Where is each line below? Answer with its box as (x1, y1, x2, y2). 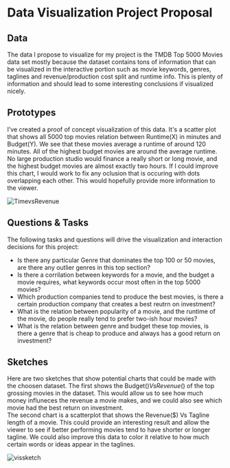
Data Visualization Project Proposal (7, 5, 213, 21)
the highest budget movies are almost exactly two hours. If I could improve (7, 162, 218, 170)
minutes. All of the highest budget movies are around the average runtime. (7, 147, 218, 156)
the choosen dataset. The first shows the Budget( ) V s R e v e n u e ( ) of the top (7, 382, 215, 390)
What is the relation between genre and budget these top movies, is (16, 321, 209, 330)
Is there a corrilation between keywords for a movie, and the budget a (16, 270, 215, 279)
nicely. (7, 87, 26, 95)
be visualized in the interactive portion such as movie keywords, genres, (7, 65, 211, 73)
